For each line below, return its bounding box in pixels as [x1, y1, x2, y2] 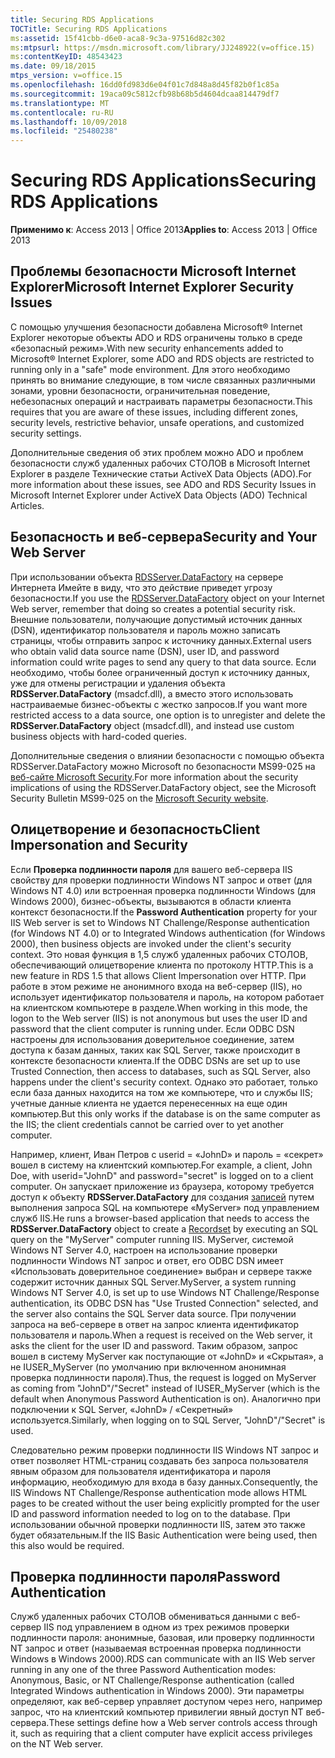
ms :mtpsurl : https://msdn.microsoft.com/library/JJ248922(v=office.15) [10, 42, 315, 53]
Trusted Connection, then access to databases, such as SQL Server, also [10, 1065, 311, 1077]
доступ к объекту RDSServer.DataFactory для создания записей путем [10, 1191, 315, 1203]
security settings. [10, 427, 82, 439]
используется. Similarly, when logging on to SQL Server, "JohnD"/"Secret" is [10, 1414, 326, 1426]
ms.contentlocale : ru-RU [10, 107, 114, 118]
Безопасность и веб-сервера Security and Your [10, 529, 318, 546]
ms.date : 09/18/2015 [10, 61, 97, 71]
